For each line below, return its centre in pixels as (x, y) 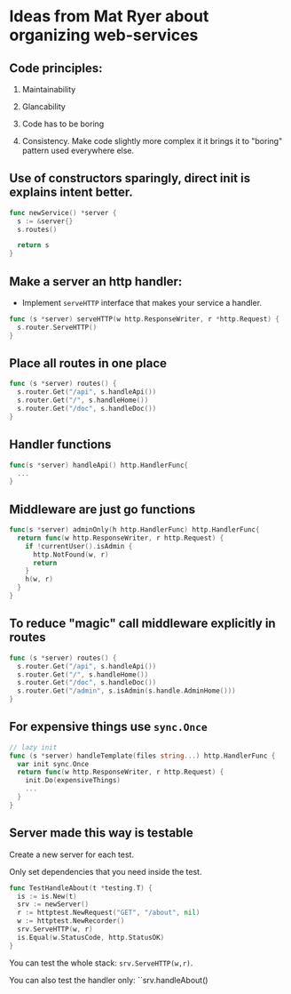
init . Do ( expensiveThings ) (73, 781)
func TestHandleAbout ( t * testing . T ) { (81, 888)
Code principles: (56, 68)
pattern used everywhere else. (78, 150)
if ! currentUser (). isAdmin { (79, 546)
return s (33, 245)
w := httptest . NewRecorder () (71, 921)
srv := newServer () (53, 904)
